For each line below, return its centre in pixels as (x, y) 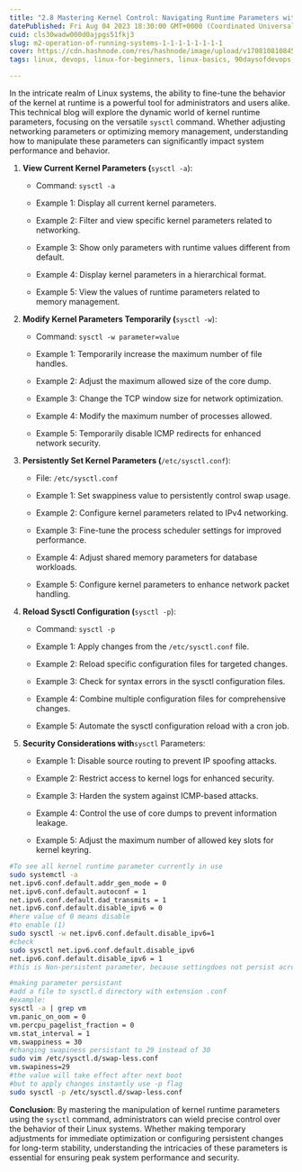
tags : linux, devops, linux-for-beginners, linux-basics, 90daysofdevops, (152, 60)
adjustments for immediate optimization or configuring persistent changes (147, 1138)
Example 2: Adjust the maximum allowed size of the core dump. (153, 381)
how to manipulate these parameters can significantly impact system (137, 141)
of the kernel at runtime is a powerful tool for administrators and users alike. (150, 103)
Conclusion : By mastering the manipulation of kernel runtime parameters (145, 1109)
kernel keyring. (63, 850)
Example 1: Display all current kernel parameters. (126, 203)
